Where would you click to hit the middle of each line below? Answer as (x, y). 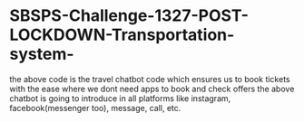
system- (42, 54)
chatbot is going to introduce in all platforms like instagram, (120, 98)
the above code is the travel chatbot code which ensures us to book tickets (150, 79)
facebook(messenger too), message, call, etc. (95, 108)
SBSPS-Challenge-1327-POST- (129, 16)
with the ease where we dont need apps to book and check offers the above (152, 89)
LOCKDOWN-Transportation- (122, 35)
